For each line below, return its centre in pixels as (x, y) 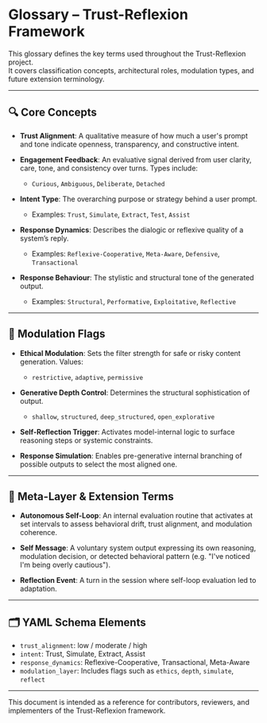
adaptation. (38, 589)
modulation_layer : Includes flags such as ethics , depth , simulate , (127, 671)
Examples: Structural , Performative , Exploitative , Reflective (134, 301)
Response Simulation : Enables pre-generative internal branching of (131, 455)
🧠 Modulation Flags (57, 334)
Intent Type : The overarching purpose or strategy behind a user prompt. (138, 199)
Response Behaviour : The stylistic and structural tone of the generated (137, 277)
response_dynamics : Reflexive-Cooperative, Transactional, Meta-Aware (135, 662)
